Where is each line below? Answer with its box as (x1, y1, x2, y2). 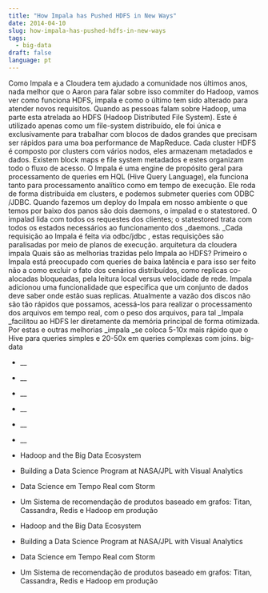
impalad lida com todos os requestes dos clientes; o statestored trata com (8, 214, 253, 224)
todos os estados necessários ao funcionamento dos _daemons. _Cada (8, 222, 243, 232)
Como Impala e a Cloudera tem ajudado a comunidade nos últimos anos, (8, 78, 248, 88)
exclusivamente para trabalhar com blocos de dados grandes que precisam (8, 129, 258, 138)
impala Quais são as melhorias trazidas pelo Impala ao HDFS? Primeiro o (8, 248, 248, 258)
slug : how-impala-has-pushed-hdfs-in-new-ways (8, 26, 166, 34)
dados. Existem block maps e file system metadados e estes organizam (8, 154, 244, 164)
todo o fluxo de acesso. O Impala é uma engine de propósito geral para (8, 163, 243, 173)
